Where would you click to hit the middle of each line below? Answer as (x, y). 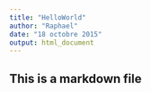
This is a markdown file (75, 78)
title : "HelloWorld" (48, 17)
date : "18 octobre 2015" (56, 34)
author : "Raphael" (44, 26)
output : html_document (52, 42)
